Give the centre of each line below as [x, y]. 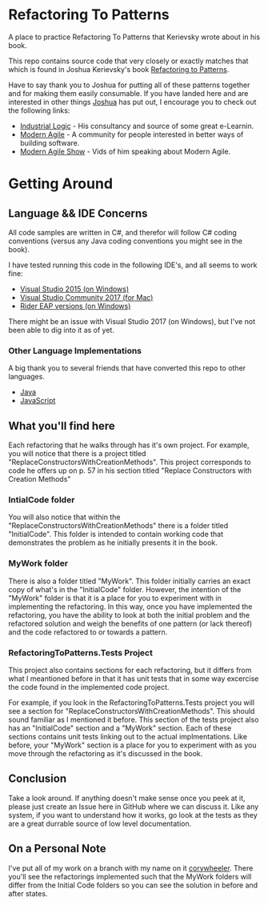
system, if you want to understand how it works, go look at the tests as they [133, 815]
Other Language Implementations [75, 350]
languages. [27, 377]
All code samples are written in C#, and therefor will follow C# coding [123, 232]
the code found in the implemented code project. [89, 687]
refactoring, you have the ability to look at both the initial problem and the [129, 615]
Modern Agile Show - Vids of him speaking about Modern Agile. [125, 151]
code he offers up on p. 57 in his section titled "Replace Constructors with [130, 471]
